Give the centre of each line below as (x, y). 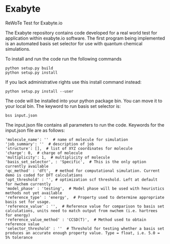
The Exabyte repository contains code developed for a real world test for (81, 33)
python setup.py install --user (39, 91)
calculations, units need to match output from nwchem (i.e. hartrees (81, 211)
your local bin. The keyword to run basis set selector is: (63, 106)
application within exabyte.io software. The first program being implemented (85, 38)
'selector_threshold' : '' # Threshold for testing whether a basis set (85, 228)
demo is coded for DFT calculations (44, 175)
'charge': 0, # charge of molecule (44, 153)
